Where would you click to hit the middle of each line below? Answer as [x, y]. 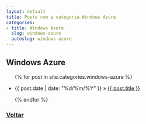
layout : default [26, 11]
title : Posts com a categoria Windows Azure [61, 17]
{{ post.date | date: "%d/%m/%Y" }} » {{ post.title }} [77, 88]
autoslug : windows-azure [41, 39]
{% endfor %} [31, 99]
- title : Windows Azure [35, 28]
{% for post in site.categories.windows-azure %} [73, 76]
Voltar [15, 115]
